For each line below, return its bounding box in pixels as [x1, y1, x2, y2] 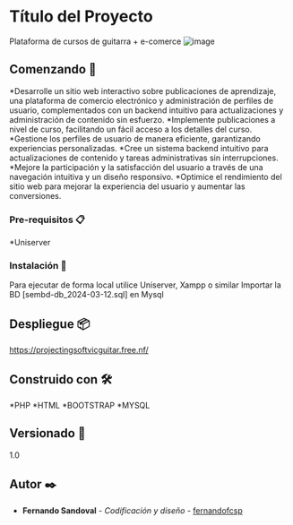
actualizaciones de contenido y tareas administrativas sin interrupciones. [9, 152, 280, 163]
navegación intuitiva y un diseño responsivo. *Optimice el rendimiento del [9, 171, 282, 182]
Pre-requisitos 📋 [9, 213, 85, 226]
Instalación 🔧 [9, 259, 67, 271]
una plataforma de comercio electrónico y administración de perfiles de [9, 95, 274, 106]
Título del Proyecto [9, 6, 154, 27]
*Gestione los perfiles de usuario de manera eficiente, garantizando [9, 133, 262, 144]
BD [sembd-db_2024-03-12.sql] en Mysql [9, 289, 164, 300]
